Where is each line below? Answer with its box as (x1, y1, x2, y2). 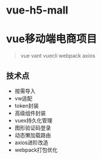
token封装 (14, 102, 39, 109)
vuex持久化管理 (14, 117, 53, 124)
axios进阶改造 (14, 139, 49, 146)
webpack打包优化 (14, 146, 58, 153)
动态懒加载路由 (14, 131, 51, 138)
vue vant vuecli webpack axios (20, 52, 96, 59)
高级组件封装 (14, 110, 46, 117)
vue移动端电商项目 (6, 32, 97, 46)
